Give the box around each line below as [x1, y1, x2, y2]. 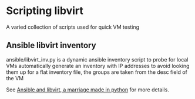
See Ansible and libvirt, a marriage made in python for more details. [6, 86, 169, 93]
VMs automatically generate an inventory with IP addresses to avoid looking [6, 62, 190, 69]
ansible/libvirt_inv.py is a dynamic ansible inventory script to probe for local [6, 56, 189, 63]
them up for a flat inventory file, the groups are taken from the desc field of [6, 69, 188, 76]
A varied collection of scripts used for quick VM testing [6, 23, 140, 30]
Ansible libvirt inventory [6, 40, 96, 50]
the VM [6, 74, 24, 81]
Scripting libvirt [6, 4, 84, 18]
